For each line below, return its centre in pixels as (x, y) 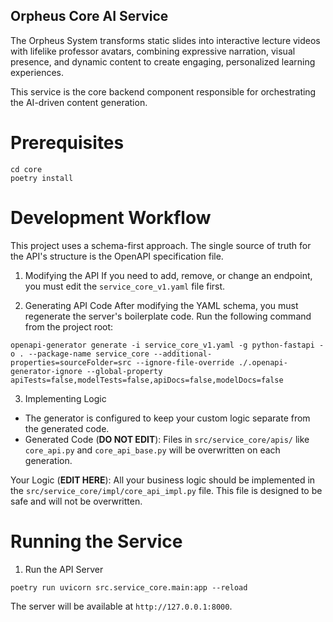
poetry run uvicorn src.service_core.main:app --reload (129, 587)
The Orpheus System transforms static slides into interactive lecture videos (165, 40)
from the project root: (69, 326)
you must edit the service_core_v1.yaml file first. (125, 286)
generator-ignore (46, 371)
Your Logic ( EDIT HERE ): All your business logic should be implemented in (163, 480)
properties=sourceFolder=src (71, 362)
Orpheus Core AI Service (89, 16)
